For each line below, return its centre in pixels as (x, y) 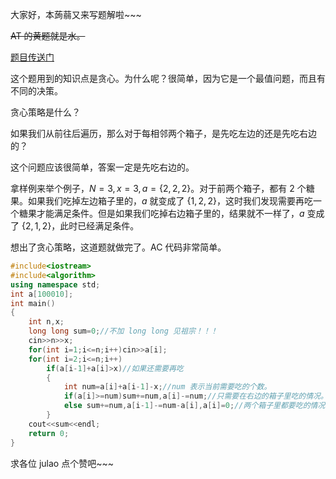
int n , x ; (46, 322)
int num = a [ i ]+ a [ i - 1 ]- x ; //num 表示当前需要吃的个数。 (167, 387)
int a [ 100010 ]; (42, 294)
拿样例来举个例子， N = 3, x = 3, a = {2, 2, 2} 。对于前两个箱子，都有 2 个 (158, 188)
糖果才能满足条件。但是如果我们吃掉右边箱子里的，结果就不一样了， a (161, 213)
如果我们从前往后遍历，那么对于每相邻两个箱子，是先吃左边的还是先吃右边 (163, 133)
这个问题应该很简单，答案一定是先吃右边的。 (102, 167)
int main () (33, 303)
